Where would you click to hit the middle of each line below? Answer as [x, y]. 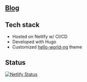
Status [15, 63]
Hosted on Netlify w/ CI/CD [40, 37]
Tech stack [22, 25]
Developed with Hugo [34, 42]
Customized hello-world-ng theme [47, 47]
